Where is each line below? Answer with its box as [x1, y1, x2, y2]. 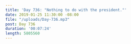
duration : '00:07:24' [5, 26, 52, 31]
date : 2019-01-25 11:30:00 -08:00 [5, 12, 79, 17]
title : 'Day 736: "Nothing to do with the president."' [5, 7, 127, 13]
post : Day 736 [5, 21, 36, 27]
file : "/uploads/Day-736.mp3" [5, 17, 70, 22]
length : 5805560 [5, 31, 40, 36]
